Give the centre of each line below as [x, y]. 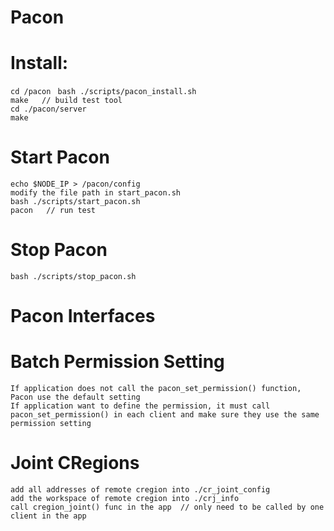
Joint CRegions [75, 463]
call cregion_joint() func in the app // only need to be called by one [167, 507]
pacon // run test [53, 211]
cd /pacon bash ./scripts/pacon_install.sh [103, 92]
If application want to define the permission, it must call [140, 406]
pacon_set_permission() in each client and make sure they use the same [165, 415]
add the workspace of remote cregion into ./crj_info [125, 499]
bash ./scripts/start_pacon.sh [75, 202]
